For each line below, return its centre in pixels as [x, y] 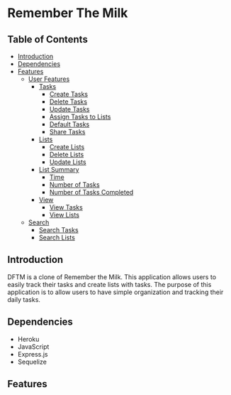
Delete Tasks [68, 102]
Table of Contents [48, 39]
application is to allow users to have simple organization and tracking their [115, 292]
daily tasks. [24, 299]
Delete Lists [67, 155]
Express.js [33, 354]
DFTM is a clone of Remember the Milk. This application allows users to [112, 277]
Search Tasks [59, 230]
